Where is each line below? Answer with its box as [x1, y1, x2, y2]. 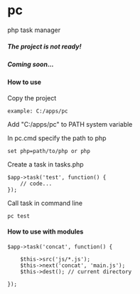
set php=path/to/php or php [7, 147, 91, 154]
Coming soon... [7, 60, 55, 68]
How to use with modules [7, 227, 84, 236]
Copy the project [7, 93, 57, 102]
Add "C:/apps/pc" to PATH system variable [7, 120, 133, 128]
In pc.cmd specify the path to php [7, 134, 107, 142]
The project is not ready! [7, 42, 82, 51]
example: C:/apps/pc [7, 107, 69, 115]
